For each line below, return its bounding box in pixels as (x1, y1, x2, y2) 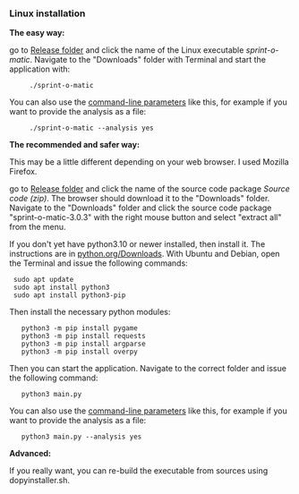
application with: (9, 64, 71, 74)
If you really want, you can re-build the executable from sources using (9, 465, 269, 476)
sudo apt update (13, 276, 74, 285)
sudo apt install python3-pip (13, 291, 126, 300)
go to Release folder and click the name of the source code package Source (9, 183, 291, 194)
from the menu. (9, 222, 66, 233)
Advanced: (9, 448, 52, 459)
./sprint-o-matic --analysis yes (29, 123, 154, 132)
